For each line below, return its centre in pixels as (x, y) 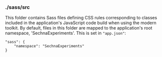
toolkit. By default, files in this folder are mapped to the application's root (79, 28)
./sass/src (18, 7)
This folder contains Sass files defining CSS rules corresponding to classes (81, 18)
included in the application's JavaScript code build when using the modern (81, 23)
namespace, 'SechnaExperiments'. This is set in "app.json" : (66, 33)
